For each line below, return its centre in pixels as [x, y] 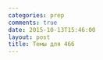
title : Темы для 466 [42, 44]
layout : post [29, 37]
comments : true [33, 23]
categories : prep [36, 15]
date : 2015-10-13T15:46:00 [52, 30]
